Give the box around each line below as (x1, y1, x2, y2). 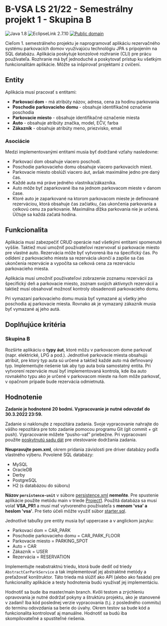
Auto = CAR (12, 543, 37, 549)
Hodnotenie (5, 392, 43, 401)
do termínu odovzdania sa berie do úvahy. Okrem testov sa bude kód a (5, 605, 150, 611)
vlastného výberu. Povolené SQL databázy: (5, 452, 93, 458)
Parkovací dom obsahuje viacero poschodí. (12, 158, 101, 165)
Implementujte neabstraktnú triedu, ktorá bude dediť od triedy (5, 564, 132, 570)
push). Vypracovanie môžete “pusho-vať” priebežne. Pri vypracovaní (5, 432, 147, 438)
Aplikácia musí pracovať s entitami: (5, 89, 77, 95)
